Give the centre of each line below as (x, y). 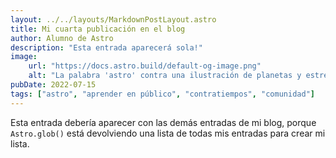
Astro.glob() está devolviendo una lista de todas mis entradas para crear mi (168, 133)
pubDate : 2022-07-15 (53, 85)
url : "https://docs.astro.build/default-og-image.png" (145, 66)
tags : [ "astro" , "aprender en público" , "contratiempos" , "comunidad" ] (162, 94)
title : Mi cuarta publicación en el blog (98, 29)
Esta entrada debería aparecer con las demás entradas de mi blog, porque (163, 122)
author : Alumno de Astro (62, 38)
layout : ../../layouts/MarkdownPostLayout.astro (113, 19)
